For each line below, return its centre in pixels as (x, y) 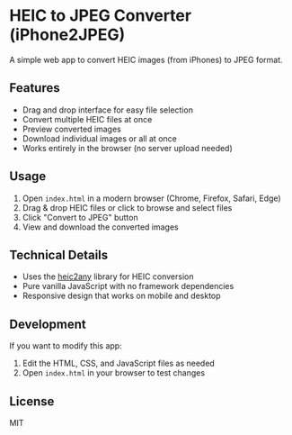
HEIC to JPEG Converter (100, 16)
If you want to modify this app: (66, 346)
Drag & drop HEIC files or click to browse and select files (127, 207)
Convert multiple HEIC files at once (87, 119)
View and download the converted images (100, 227)
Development (48, 324)
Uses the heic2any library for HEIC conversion (108, 276)
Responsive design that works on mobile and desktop (122, 296)
